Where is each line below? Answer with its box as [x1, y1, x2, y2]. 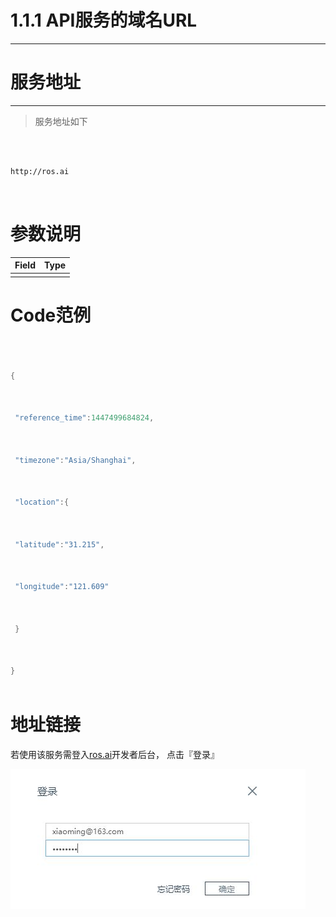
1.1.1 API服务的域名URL [10, 9, 198, 32]
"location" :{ [14, 497, 70, 508]
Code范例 [10, 304, 92, 327]
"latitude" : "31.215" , [14, 539, 105, 550]
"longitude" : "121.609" [14, 582, 110, 592]
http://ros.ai [10, 166, 70, 176]
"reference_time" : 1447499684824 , [14, 413, 155, 423]
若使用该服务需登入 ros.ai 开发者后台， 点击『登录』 [10, 748, 220, 760]
